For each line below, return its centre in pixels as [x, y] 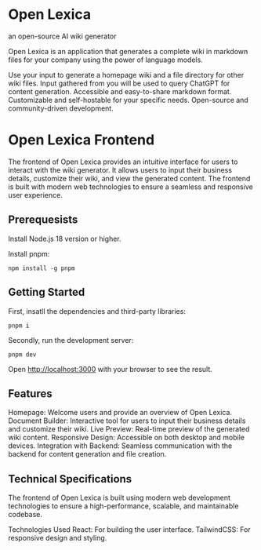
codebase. [25, 515]
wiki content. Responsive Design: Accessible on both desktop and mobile [127, 438]
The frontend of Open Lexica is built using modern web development [120, 498]
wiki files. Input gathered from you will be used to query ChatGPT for [119, 83]
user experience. [35, 195]
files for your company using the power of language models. [106, 60]
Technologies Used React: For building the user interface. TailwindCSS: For [129, 530]
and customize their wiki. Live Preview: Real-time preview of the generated [129, 429]
